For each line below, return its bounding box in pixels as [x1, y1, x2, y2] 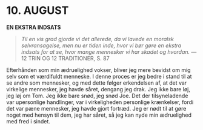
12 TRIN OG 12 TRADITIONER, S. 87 [21, 54, 110, 62]
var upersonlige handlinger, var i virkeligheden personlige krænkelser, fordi [6, 98, 194, 106]
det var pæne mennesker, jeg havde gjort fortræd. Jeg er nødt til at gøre [6, 105, 187, 112]
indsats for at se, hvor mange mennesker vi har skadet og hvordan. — [21, 48, 197, 55]
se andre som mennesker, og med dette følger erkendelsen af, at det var [6, 79, 187, 86]
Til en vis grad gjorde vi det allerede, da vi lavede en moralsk [21, 35, 175, 42]
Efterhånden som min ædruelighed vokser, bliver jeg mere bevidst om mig [6, 66, 191, 73]
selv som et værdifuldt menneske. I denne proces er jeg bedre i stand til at [6, 73, 192, 80]
